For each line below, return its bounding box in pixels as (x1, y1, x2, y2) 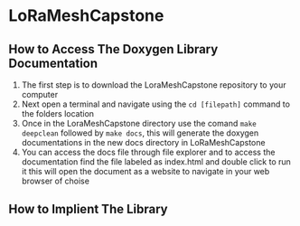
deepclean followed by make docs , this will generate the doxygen (21, 127, 259, 138)
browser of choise (21, 175, 89, 186)
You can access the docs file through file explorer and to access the (21, 146, 276, 157)
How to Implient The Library (8, 202, 168, 217)
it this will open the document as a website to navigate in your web (21, 166, 270, 176)
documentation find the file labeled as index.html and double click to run (21, 156, 291, 167)
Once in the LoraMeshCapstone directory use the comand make (21, 118, 257, 128)
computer (21, 89, 59, 99)
